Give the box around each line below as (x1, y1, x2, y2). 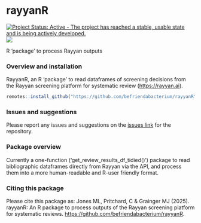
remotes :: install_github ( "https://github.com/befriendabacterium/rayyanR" (6, 94, 197, 100)
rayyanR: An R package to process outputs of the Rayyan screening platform (6, 204, 195, 211)
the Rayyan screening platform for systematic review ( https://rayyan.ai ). (6, 82, 184, 90)
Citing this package (6, 184, 64, 192)
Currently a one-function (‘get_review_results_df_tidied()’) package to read (6, 156, 190, 163)
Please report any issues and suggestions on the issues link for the (6, 121, 172, 129)
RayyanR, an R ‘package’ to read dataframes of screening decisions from (6, 76, 187, 83)
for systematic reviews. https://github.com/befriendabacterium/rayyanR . (6, 210, 185, 217)
